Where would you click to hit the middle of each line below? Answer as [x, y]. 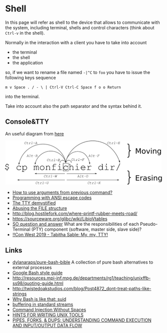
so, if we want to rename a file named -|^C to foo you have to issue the [78, 72]
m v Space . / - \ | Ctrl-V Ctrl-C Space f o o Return [63, 87]
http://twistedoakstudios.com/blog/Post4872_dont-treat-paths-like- [82, 288]
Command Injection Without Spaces [49, 309]
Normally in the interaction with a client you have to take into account [76, 42]
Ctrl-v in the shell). [25, 33]
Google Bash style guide [38, 272]
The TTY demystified [34, 203]
